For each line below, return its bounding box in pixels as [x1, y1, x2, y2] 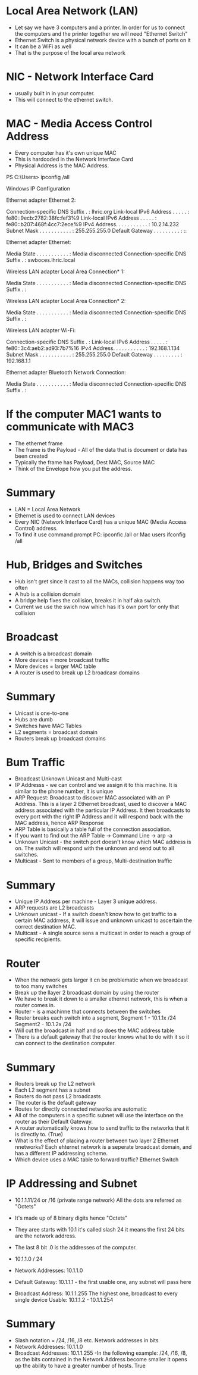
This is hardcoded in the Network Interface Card [14, 155, 134, 162]
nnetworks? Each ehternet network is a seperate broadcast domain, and [14, 1143, 192, 1151]
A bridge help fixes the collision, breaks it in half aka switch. [14, 596, 162, 604]
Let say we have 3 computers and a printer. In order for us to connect [14, 24, 186, 31]
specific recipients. [14, 936, 62, 943]
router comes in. [14, 1002, 55, 1009]
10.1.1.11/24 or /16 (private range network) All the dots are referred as [14, 1196, 182, 1204]
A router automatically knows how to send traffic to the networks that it [14, 1124, 189, 1132]
